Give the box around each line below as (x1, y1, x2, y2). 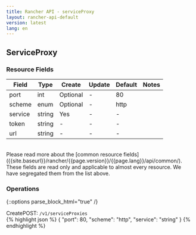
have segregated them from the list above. (6, 170, 110, 177)
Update (88, 80, 110, 89)
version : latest (6, 20, 46, 26)
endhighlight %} (6, 223, 46, 230)
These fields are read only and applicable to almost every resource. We (6, 163, 182, 170)
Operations (6, 184, 40, 193)
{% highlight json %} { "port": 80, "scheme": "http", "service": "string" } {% (6, 216, 191, 223)
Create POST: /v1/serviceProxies (6, 209, 88, 217)
